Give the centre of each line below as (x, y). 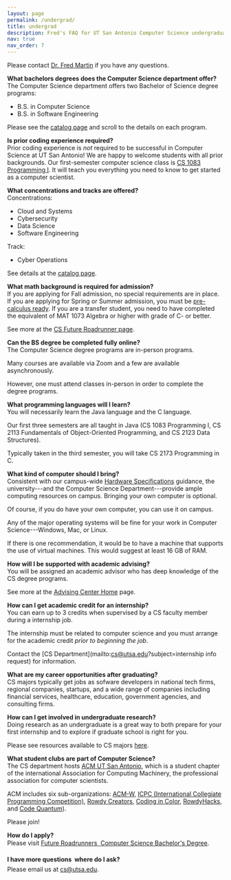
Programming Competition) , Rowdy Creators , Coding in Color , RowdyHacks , (114, 801)
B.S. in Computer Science (54, 106)
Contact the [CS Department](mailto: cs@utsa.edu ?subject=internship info (112, 654)
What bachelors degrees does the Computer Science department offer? (112, 79)
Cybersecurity (37, 218)
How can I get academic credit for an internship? (78, 605)
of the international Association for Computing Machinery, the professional (113, 773)
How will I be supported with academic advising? (78, 564)
